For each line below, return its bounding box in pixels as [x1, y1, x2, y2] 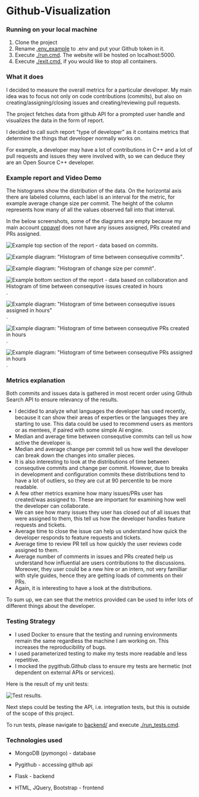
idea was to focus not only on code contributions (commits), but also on [6, 92, 182, 99]
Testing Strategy [6, 617, 55, 626]
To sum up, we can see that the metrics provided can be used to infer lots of [6, 596, 193, 603]
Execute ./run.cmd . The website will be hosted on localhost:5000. [14, 52, 176, 59]
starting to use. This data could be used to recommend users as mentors [14, 421, 193, 428]
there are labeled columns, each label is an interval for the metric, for [6, 193, 175, 200]
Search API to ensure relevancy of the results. [6, 396, 119, 403]
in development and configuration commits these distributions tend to [14, 471, 185, 478]
